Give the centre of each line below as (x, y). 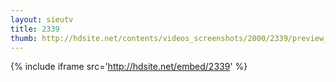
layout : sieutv (42, 19)
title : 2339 (35, 29)
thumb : (24, 38)
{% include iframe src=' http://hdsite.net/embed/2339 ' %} (129, 67)
